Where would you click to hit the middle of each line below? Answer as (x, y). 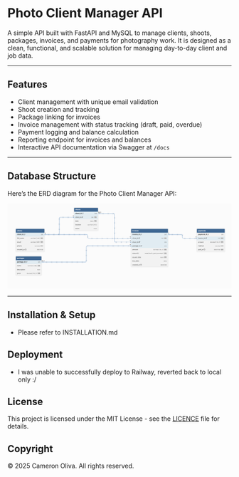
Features (27, 84)
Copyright (30, 449)
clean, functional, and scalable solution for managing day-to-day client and (117, 48)
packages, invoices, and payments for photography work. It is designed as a (119, 40)
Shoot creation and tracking (58, 109)
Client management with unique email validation (88, 102)
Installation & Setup (52, 315)
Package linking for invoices (59, 117)
